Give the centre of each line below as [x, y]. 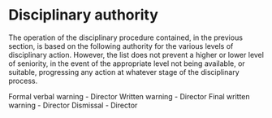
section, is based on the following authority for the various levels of [121, 46]
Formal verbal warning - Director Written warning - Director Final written [129, 96]
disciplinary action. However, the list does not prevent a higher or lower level [136, 55]
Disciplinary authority [83, 15]
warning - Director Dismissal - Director [73, 105]
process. [23, 81]
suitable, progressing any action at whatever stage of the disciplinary [124, 72]
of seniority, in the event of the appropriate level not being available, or [127, 63]
